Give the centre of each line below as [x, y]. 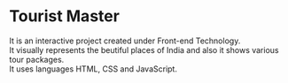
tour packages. [37, 59]
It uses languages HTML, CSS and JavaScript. [93, 69]
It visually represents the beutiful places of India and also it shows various [144, 49]
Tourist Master [64, 16]
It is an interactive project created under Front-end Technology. [125, 41]
